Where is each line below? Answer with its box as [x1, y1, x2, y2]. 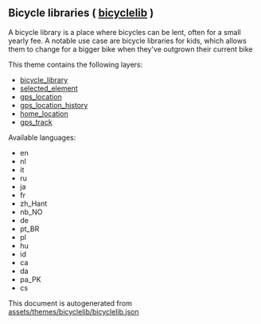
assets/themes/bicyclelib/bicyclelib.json [8, 307, 139, 316]
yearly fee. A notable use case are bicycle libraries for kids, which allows [8, 36, 247, 45]
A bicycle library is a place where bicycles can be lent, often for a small [8, 27, 241, 37]
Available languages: [8, 133, 76, 142]
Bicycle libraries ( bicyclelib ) [8, 6, 154, 20]
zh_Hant [19, 199, 48, 208]
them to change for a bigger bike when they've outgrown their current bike [8, 44, 253, 54]
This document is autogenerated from [8, 298, 133, 308]
